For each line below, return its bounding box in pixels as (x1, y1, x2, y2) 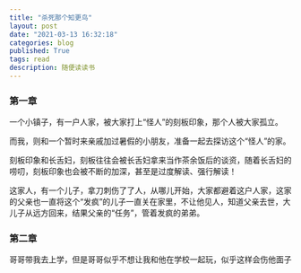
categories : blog (9, 38, 74, 48)
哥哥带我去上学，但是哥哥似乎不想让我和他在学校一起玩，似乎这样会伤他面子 (9, 254, 292, 265)
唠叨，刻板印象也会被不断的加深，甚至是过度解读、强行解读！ (9, 166, 237, 177)
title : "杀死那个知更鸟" (9, 13, 92, 22)
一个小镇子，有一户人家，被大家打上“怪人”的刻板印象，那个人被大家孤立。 (9, 117, 284, 128)
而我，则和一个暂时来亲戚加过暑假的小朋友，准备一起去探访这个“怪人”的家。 (9, 136, 291, 146)
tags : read (9, 55, 50, 64)
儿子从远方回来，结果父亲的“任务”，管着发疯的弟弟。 (9, 207, 205, 218)
